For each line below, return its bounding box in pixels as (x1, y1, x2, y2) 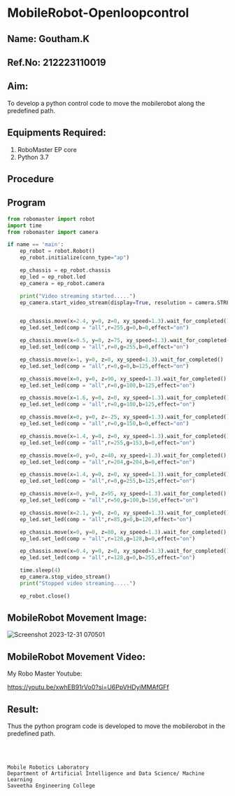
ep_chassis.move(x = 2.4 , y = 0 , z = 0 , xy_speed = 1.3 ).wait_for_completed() (20, 317, 230, 325)
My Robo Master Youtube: (7, 669, 83, 678)
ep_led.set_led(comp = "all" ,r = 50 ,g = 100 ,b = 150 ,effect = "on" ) (20, 497, 199, 504)
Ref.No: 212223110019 (7, 56, 106, 68)
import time (7, 222, 42, 229)
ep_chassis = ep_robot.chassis (20, 267, 111, 274)
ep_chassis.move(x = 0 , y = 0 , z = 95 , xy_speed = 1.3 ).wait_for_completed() (20, 490, 227, 497)
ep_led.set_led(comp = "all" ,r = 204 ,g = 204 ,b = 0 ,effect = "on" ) (20, 458, 196, 465)
